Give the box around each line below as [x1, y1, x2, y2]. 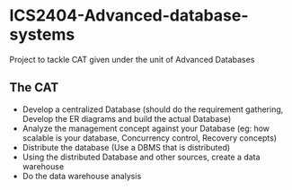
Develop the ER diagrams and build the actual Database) [22, 113, 232, 124]
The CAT [9, 80, 59, 95]
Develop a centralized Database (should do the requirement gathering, [22, 104, 284, 115]
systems [9, 24, 75, 45]
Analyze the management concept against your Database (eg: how [22, 123, 270, 134]
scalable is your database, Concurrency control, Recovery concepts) [22, 132, 277, 143]
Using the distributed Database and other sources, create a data [22, 151, 261, 162]
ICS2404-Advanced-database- [9, 5, 249, 26]
